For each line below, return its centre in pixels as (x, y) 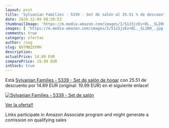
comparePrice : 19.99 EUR (31, 61)
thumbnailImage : (22, 24)
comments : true (21, 33)
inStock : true (20, 66)
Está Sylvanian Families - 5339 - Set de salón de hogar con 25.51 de (76, 80)
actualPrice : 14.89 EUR (30, 56)
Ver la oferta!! (19, 105)
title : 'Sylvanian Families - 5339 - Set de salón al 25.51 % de (75, 15)
